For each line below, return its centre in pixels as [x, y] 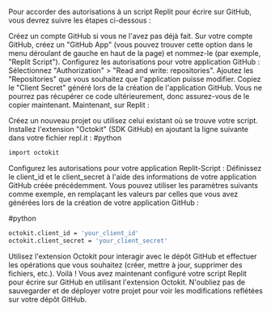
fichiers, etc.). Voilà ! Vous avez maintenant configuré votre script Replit [127, 273]
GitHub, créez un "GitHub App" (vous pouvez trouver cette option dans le [131, 45]
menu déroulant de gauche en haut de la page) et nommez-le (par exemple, [135, 53]
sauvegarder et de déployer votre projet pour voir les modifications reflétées [135, 290]
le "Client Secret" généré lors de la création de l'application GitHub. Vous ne [135, 88]
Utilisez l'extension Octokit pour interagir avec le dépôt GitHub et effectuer [133, 256]
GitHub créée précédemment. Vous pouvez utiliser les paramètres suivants [133, 185]
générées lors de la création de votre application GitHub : [104, 203]
